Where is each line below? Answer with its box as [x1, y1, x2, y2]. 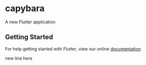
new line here [5, 55, 33, 61]
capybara [5, 3, 45, 14]
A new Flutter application [5, 19, 55, 25]
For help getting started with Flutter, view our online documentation [5, 46, 141, 51]
